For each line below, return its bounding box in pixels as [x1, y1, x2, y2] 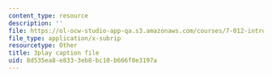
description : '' [8, 19, 63, 27]
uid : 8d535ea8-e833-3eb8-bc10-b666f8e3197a [8, 57, 158, 65]
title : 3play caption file [8, 49, 100, 57]
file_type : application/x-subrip [8, 34, 121, 43]
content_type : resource [8, 11, 89, 20]
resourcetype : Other [8, 42, 79, 50]
